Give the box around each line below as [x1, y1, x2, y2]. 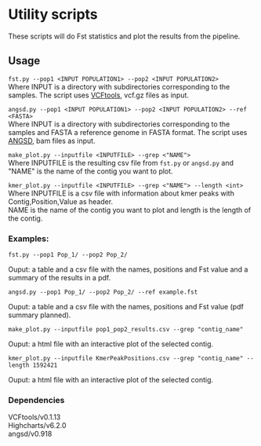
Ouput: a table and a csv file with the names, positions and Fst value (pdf [8, 302, 245, 312]
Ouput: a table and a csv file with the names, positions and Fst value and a [8, 265, 248, 274]
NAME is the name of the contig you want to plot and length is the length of [8, 205, 252, 214]
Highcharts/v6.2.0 [8, 421, 67, 430]
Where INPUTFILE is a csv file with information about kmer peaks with [8, 188, 235, 198]
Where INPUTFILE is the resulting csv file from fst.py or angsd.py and [8, 158, 234, 167]
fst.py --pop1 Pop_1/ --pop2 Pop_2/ [8, 251, 128, 259]
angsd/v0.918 [8, 430, 53, 439]
